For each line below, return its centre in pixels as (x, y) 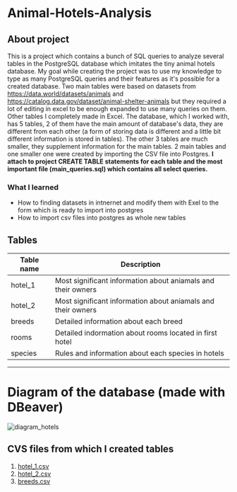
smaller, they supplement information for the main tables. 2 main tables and (117, 146)
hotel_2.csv (34, 474)
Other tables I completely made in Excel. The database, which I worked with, (119, 116)
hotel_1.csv (33, 466)
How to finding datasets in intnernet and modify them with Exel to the (118, 202)
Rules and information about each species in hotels (140, 353)
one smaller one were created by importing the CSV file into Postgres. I (110, 154)
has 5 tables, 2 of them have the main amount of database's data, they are (115, 124)
